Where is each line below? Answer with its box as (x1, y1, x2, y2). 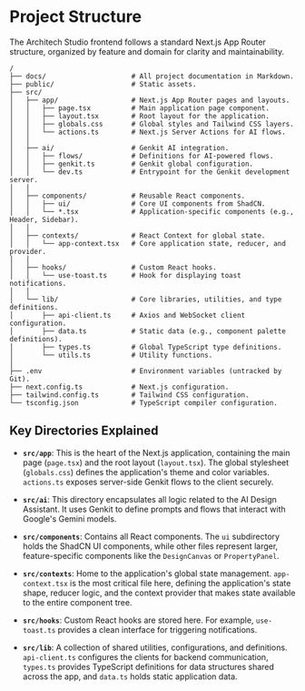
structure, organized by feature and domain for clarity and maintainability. (9, 46, 285, 56)
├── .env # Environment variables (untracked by (9, 366, 282, 375)
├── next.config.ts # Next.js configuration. (9, 382, 230, 391)
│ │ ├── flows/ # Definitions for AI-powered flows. (9, 151, 274, 160)
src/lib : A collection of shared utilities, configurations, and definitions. (22, 642, 288, 653)
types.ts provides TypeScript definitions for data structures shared (22, 661, 275, 672)
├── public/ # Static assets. (9, 79, 197, 88)
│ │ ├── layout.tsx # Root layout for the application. (9, 111, 271, 120)
